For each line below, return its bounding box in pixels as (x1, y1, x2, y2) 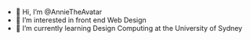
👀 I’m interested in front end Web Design (15, 15, 147, 25)
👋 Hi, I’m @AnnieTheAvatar (15, 8, 103, 16)
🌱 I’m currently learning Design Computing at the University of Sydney (15, 24, 243, 32)
